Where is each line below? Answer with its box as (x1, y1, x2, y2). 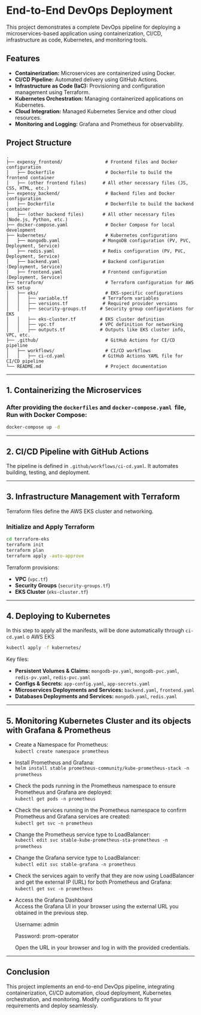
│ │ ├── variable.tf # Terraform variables (6, 295, 160, 301)
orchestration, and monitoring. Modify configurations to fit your (6, 995, 162, 1002)
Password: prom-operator (14, 932, 79, 940)
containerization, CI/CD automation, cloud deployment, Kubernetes (6, 989, 172, 996)
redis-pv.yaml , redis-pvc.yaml (14, 673, 91, 681)
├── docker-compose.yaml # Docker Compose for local (6, 222, 175, 228)
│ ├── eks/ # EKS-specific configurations (6, 290, 184, 296)
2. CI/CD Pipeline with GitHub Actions (6, 446, 149, 457)
